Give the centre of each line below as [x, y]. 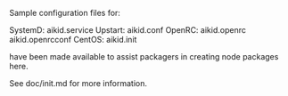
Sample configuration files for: [65, 13]
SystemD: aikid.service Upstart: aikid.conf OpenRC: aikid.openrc [128, 30]
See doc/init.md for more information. [78, 83]
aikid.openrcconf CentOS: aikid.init [73, 40]
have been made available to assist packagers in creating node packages [144, 56]
